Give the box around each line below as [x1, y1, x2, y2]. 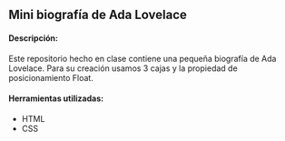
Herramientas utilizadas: [8, 93, 104, 104]
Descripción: [8, 32, 58, 44]
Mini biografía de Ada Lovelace [8, 7, 188, 23]
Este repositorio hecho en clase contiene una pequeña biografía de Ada [8, 53, 277, 64]
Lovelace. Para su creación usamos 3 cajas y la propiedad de [8, 63, 238, 74]
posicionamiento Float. [8, 72, 94, 83]
